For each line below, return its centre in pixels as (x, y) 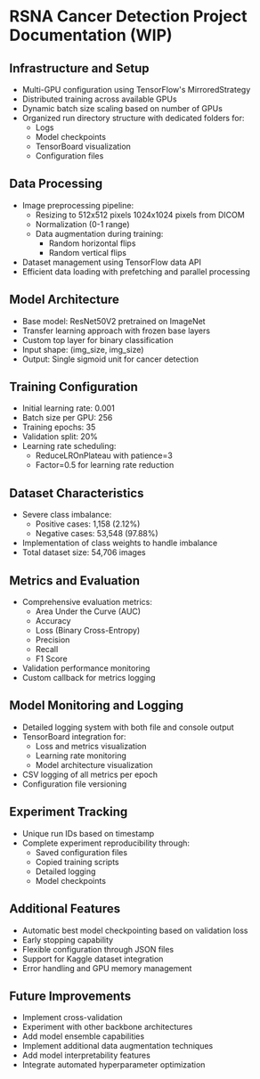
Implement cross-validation (72, 1018)
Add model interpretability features (86, 1055)
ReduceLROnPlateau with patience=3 (104, 455)
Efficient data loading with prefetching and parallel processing (136, 271)
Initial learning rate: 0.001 (69, 408)
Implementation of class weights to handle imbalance (120, 543)
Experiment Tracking (69, 812)
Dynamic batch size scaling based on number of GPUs (122, 108)
